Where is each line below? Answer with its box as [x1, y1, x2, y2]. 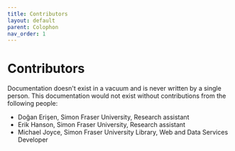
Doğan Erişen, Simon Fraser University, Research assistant [17, 113, 190, 121]
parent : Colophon [7, 23, 59, 30]
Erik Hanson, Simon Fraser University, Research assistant [17, 121, 186, 129]
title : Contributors [7, 10, 69, 18]
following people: [7, 99, 58, 108]
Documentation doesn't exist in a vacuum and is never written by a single [7, 84, 222, 93]
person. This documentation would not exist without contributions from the [7, 91, 226, 100]
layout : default [7, 17, 55, 24]
